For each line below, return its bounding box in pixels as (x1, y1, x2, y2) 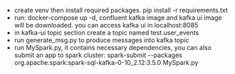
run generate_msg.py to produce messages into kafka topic (14, 36, 190, 44)
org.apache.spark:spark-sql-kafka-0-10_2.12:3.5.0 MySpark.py (14, 58, 199, 66)
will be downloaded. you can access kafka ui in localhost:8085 (14, 21, 199, 29)
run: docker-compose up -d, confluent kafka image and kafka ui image (14, 13, 222, 22)
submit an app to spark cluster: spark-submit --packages (14, 51, 183, 59)
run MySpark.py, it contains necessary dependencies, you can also (14, 44, 212, 51)
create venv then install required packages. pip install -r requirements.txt (14, 6, 228, 14)
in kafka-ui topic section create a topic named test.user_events (14, 28, 199, 37)
